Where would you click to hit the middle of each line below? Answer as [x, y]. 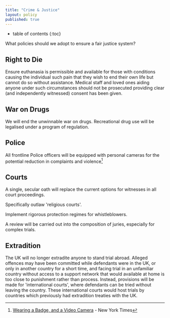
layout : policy [21, 15]
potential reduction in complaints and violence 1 [54, 161]
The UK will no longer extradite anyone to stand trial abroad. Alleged [76, 258]
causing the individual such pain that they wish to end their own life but [79, 77]
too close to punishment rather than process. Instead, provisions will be [80, 279]
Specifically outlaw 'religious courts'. [44, 205]
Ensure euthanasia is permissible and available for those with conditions [80, 72]
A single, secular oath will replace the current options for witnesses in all [81, 189]
